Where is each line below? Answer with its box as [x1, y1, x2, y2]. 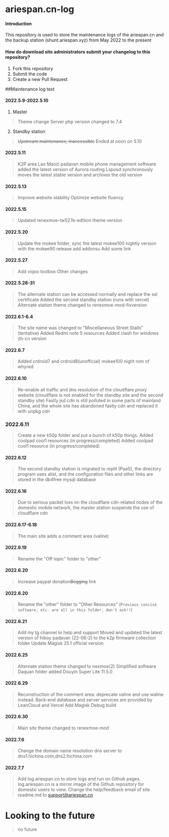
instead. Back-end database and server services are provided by [17, 696, 153, 702]
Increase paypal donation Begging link [17, 578, 96, 585]
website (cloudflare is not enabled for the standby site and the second [17, 392, 163, 398]
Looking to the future [5, 810, 95, 821]
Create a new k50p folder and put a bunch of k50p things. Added [17, 432, 153, 438]
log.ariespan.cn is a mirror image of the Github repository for [17, 781, 144, 787]
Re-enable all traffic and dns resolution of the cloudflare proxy [17, 386, 147, 392]
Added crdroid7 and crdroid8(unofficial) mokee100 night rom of [17, 358, 150, 365]
